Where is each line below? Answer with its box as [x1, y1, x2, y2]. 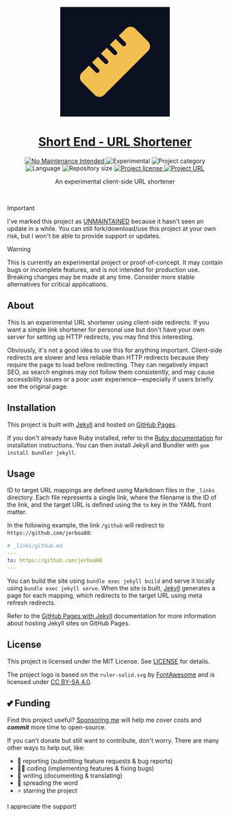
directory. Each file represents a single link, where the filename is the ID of [7, 493, 217, 502]
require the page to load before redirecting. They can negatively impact [7, 360, 209, 368]
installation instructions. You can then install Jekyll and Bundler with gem [7, 441, 210, 449]
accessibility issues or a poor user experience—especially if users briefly [7, 375, 214, 383]
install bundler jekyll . [7, 448, 77, 456]
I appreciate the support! [7, 802, 77, 810]
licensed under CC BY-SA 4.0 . [7, 677, 92, 686]
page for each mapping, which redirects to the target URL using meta [7, 591, 203, 599]
